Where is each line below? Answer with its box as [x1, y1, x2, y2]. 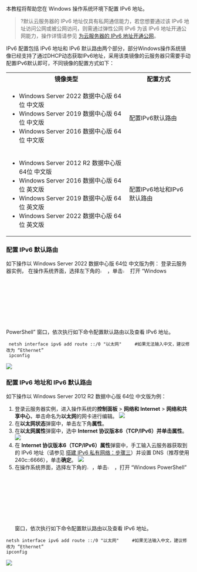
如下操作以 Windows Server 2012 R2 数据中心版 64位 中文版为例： [6, 393, 167, 400]
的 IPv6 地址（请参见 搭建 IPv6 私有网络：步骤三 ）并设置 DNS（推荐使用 [14, 449, 189, 456]
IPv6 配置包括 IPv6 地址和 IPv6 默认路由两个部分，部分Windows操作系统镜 [6, 45, 186, 52]
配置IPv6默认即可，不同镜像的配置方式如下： [6, 59, 115, 66]
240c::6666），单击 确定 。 [14, 457, 77, 464]
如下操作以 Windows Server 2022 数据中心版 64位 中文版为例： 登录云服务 [6, 260, 187, 267]
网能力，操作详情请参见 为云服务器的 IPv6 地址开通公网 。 [20, 32, 159, 39]
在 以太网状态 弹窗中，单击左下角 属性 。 [14, 420, 107, 427]
